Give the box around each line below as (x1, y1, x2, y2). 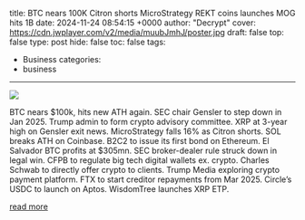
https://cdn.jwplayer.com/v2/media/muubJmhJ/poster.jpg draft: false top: (9, 27, 284, 37)
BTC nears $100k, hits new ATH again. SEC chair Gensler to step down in (9, 107, 282, 117)
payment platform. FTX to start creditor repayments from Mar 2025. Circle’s (9, 174, 292, 185)
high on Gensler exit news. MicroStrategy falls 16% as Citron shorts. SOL (9, 126, 281, 137)
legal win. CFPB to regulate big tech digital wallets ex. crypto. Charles (9, 155, 270, 166)
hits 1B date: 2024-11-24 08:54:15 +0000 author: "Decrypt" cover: (9, 17, 257, 28)
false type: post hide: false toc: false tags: (9, 36, 166, 47)
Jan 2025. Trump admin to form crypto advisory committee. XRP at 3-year (9, 117, 288, 127)
